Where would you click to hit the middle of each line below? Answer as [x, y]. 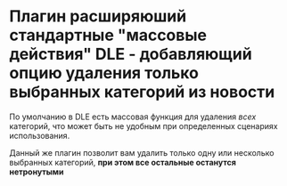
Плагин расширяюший [98, 16]
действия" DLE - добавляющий [131, 54]
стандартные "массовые [108, 35]
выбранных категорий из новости [142, 92]
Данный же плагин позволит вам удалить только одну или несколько [142, 152]
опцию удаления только [104, 73]
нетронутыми [37, 172]
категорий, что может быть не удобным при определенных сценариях [143, 125]
